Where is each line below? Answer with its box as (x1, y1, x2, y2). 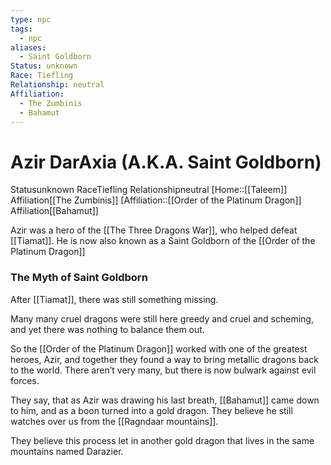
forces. (10, 374, 40, 386)
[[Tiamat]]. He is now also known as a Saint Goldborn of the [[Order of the (10, 235, 316, 247)
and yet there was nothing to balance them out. (10, 323, 205, 335)
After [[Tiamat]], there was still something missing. (10, 293, 219, 305)
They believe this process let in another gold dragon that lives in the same (10, 434, 315, 446)
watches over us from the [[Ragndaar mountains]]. (10, 415, 219, 427)
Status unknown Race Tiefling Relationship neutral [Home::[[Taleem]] (10, 184, 288, 196)
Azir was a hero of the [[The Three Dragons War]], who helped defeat (10, 224, 298, 236)
